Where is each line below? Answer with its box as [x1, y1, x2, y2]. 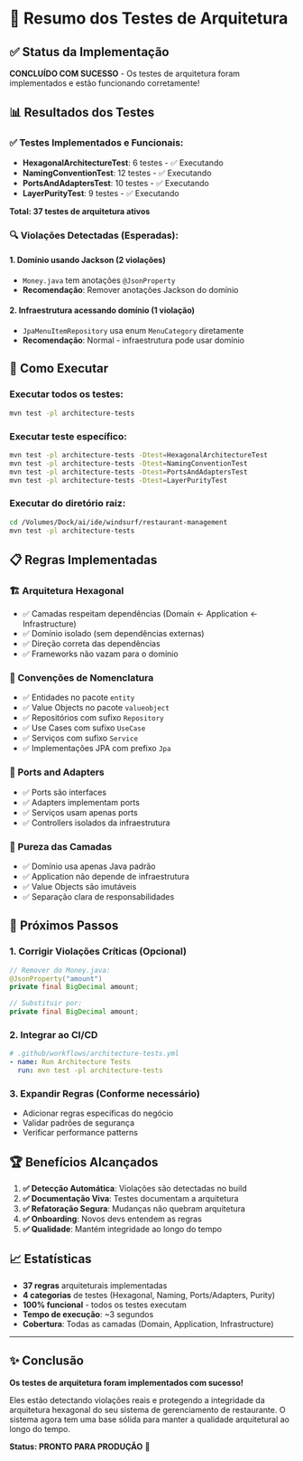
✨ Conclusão [9, 1353, 84, 1369]
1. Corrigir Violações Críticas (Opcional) [9, 945, 188, 957]
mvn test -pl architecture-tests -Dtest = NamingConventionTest [9, 458, 248, 468]
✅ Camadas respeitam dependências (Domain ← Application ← [22, 608, 259, 619]
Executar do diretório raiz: [9, 497, 126, 510]
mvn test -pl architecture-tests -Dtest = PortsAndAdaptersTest [9, 467, 248, 476]
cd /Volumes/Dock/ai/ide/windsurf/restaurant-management [9, 517, 228, 527]
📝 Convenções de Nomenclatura [9, 672, 154, 684]
